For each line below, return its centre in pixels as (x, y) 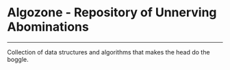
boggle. (18, 59)
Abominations (48, 27)
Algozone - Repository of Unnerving (112, 13)
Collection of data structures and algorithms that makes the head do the (108, 52)
